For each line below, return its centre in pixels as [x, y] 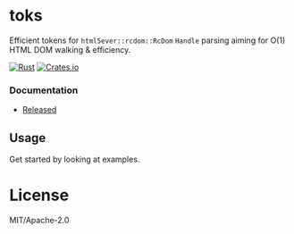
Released [39, 110]
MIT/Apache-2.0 [39, 220]
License [39, 195]
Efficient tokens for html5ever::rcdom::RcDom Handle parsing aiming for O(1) [147, 40]
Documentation [44, 90]
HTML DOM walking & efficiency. [70, 49]
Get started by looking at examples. [75, 159]
